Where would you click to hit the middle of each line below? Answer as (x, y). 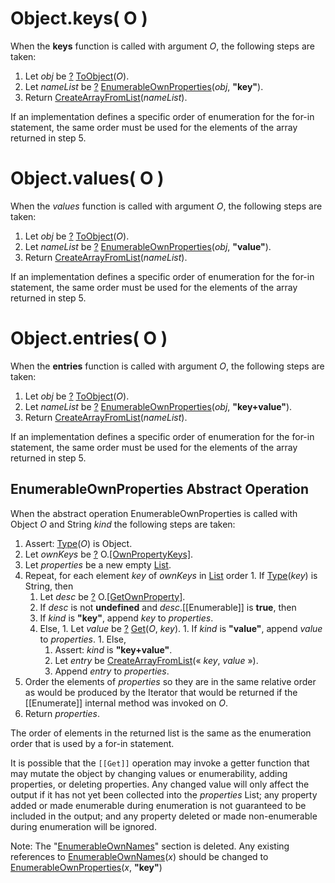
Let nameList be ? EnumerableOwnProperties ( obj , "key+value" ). (158, 406)
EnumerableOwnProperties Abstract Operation (160, 489)
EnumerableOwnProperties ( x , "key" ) (86, 867)
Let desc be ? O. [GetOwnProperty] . (112, 596)
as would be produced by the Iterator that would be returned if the (161, 692)
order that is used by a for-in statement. (92, 743)
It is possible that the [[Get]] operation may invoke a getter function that (160, 763)
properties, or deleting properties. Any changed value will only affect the (160, 784)
